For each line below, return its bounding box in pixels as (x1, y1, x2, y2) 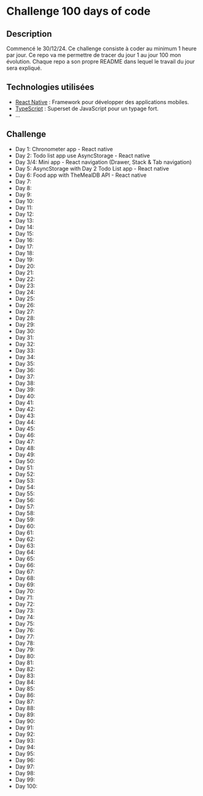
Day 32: (15, 340, 35, 348)
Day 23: (15, 281, 35, 289)
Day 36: (15, 366, 35, 374)
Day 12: (15, 210, 34, 218)
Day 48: (15, 444, 35, 452)
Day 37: (15, 373, 35, 380)
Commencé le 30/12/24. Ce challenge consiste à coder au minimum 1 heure (6, 45, 197, 52)
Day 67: (15, 568, 35, 575)
